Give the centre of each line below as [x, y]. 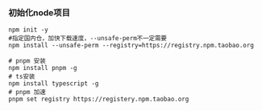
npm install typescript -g [54, 84]
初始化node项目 [40, 12]
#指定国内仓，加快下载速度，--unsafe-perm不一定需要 [88, 39]
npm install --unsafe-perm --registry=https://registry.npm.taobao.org [131, 46]
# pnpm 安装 [27, 61]
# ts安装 [22, 77]
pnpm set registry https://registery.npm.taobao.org [99, 99]
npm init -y [28, 30]
